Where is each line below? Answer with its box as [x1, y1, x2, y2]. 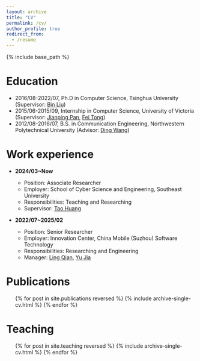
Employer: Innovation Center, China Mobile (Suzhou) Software [23, 234, 178, 242]
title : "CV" [6, 14, 36, 20]
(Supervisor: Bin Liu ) [14, 101, 66, 108]
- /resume [11, 37, 36, 43]
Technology [23, 240, 53, 248]
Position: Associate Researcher [23, 179, 102, 186]
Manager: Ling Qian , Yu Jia [23, 254, 91, 261]
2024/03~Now [14, 167, 53, 175]
